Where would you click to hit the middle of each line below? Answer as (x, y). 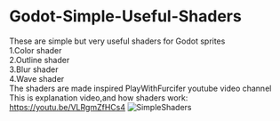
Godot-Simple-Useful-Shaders (125, 16)
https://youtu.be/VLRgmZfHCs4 (68, 107)
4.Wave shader (37, 78)
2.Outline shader (40, 60)
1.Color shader (36, 50)
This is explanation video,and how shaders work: (99, 97)
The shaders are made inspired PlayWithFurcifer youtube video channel (140, 88)
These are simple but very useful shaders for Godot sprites (117, 41)
